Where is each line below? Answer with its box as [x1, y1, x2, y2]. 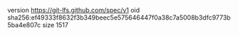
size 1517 [42, 21, 69, 29]
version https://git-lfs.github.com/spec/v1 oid [7, 6, 140, 14]
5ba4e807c [7, 21, 41, 29]
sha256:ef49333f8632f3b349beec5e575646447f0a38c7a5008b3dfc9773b [7, 13, 231, 22]
